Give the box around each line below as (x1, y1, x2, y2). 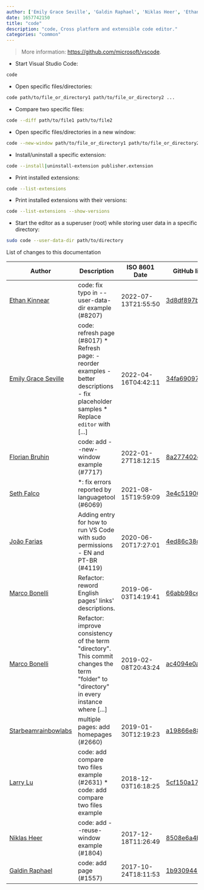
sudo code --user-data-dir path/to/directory (6, 238, 123, 244)
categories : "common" (6, 32, 61, 38)
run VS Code (78, 526, 114, 534)
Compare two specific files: (15, 105, 84, 113)
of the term (78, 637, 110, 645)
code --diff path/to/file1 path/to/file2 (6, 117, 113, 123)
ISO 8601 (126, 263, 155, 271)
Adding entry (78, 510, 115, 519)
